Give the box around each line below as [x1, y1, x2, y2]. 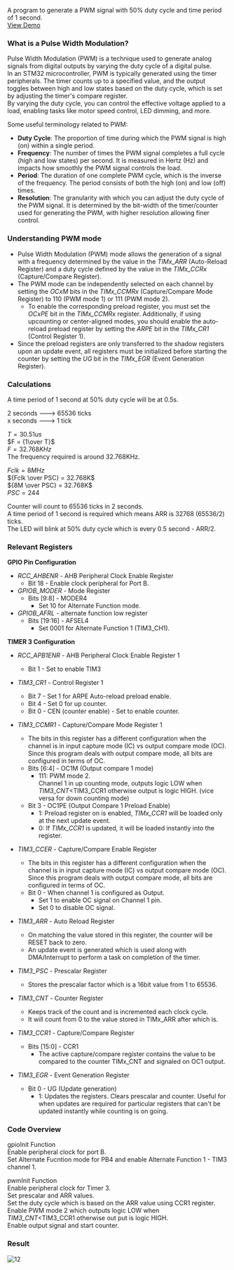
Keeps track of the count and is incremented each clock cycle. [27, 1008, 209, 1016]
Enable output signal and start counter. [7, 1221, 119, 1230]
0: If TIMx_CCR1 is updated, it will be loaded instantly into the [38, 824, 215, 833]
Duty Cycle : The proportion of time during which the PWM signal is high [17, 134, 226, 143]
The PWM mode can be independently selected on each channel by [17, 279, 214, 288]
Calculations [7, 379, 51, 389]
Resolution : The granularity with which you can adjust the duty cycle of [17, 193, 224, 203]
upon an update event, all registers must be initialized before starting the [17, 347, 228, 355]
